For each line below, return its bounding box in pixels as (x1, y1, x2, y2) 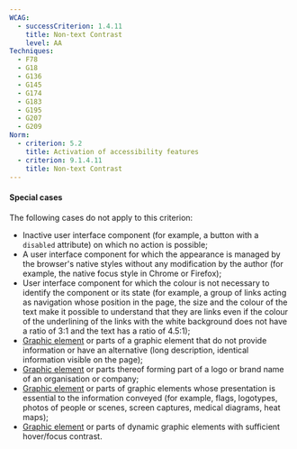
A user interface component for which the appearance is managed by (22, 249, 281, 260)
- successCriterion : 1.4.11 (17, 22, 123, 31)
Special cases (9, 191, 63, 203)
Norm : (9, 131, 30, 140)
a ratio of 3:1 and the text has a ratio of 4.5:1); (22, 325, 191, 336)
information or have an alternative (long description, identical (22, 344, 249, 355)
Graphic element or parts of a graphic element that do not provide (22, 334, 267, 345)
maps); (22, 411, 49, 422)
